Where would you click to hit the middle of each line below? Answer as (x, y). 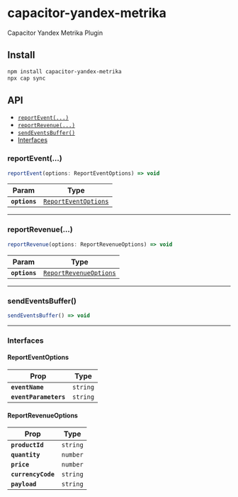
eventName (27, 387)
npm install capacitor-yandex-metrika (64, 71)
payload (24, 484)
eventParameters (38, 397)
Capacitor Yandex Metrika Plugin (55, 33)
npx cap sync (27, 78)
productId (27, 445)
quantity (25, 455)
